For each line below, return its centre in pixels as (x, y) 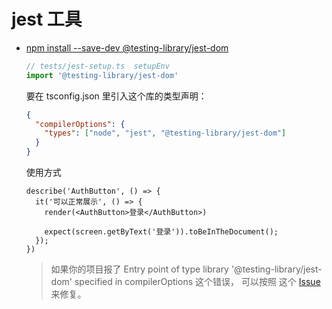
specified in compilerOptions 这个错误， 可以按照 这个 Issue (197, 282)
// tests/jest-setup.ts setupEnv (97, 66)
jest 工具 (47, 19)
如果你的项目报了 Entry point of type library (139, 269)
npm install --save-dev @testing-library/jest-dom (127, 47)
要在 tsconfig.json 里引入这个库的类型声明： (116, 96)
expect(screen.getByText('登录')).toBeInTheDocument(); (161, 232)
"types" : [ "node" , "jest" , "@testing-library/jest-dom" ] (165, 133)
